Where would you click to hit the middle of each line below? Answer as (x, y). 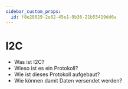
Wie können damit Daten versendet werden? (68, 81)
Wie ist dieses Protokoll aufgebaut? (57, 74)
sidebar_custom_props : (33, 11)
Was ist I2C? (29, 62)
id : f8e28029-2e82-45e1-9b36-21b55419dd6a (64, 17)
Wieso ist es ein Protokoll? (46, 69)
